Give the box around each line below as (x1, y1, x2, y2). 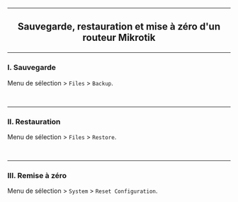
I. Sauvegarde (7, 63, 57, 73)
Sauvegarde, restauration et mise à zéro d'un (17, 20, 221, 32)
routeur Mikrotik (82, 32, 156, 44)
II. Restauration (7, 117, 61, 126)
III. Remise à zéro (7, 170, 67, 180)
